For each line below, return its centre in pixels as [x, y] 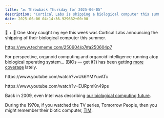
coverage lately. [21, 67]
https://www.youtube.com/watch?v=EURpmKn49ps [57, 86]
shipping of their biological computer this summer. [56, 38]
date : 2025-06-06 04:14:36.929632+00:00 [47, 19]
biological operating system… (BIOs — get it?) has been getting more [74, 62]
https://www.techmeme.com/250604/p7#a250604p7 [59, 47]
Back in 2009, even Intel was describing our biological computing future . [78, 95]
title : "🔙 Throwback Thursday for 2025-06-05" [54, 10]
